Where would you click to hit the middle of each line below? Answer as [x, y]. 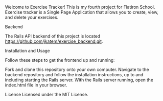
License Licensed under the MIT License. [47, 94]
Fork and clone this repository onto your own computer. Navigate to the [77, 69]
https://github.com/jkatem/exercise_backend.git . [54, 41]
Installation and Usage [28, 51]
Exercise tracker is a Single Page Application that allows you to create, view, [82, 12]
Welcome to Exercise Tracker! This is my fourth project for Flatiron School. [80, 7]
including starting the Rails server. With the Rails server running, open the [79, 80]
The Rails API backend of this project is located [53, 36]
